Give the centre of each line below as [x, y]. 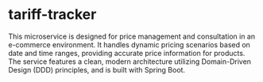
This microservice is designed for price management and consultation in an [132, 36]
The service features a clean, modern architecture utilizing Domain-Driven [130, 61]
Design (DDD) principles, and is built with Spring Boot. [97, 69]
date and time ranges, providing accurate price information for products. [127, 53]
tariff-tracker [52, 15]
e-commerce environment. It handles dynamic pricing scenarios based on [129, 44]
